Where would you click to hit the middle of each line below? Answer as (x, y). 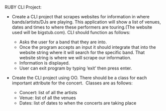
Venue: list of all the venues (47, 98)
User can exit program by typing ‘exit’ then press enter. (76, 68)
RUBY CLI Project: (23, 7)
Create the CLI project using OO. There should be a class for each (79, 78)
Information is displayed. (44, 63)
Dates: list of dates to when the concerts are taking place (78, 103)
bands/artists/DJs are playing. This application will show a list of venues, (86, 22)
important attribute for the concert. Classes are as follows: (72, 83)
